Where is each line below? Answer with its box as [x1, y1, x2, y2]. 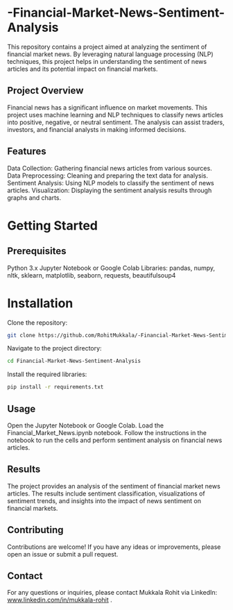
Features [7, 146, 46, 158]
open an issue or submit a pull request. [7, 550, 119, 558]
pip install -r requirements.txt [7, 384, 104, 391]
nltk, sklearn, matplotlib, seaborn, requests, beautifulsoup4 [7, 271, 176, 279]
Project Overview [7, 85, 84, 96]
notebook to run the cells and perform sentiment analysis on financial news [7, 436, 223, 444]
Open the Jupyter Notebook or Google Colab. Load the [7, 421, 164, 430]
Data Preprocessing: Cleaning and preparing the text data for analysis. [7, 171, 208, 180]
